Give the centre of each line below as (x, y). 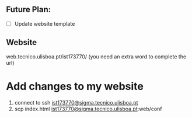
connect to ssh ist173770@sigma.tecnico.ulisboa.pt (76, 102)
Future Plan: (29, 10)
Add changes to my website (75, 86)
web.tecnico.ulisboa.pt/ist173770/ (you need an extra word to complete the (96, 56)
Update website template (45, 23)
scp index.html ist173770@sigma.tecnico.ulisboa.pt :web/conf (88, 109)
